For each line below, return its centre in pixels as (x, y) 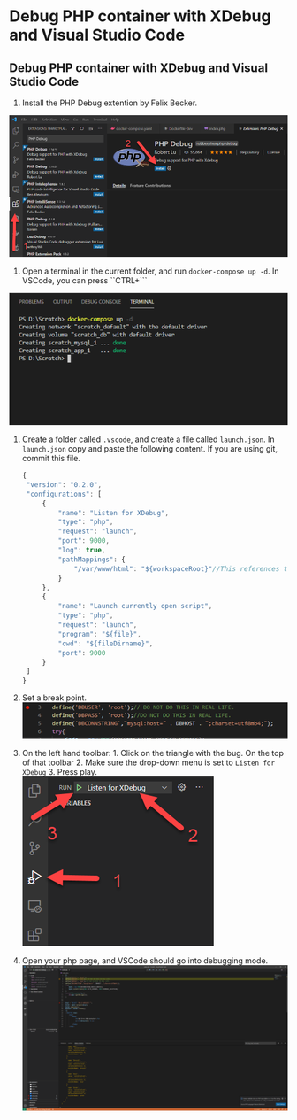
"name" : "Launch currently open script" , (135, 606)
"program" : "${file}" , (99, 634)
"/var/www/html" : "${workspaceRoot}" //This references (177, 568)
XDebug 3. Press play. (59, 771)
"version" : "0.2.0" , (64, 484)
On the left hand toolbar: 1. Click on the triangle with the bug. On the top (153, 753)
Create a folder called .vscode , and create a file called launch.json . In (148, 439)
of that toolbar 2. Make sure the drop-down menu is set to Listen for (148, 762)
